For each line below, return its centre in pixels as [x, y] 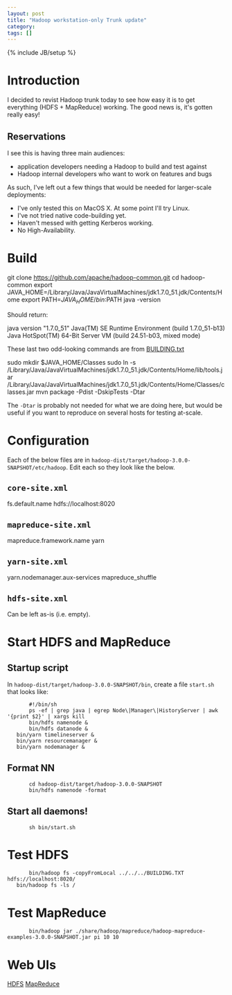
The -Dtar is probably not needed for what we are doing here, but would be [115, 405]
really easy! [24, 114]
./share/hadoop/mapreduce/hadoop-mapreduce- [141, 931]
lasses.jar [21, 392]
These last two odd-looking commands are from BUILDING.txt [96, 349]
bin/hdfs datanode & [59, 729]
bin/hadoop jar [51, 931]
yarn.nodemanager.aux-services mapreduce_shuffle [82, 578]
